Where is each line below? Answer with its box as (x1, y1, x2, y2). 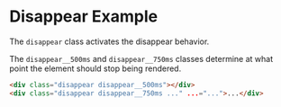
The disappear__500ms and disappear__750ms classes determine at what (9, 53, 273, 64)
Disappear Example (9, 6, 159, 27)
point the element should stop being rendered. (9, 63, 182, 74)
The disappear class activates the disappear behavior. (9, 36, 210, 47)
